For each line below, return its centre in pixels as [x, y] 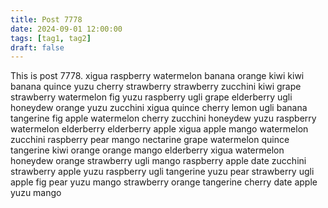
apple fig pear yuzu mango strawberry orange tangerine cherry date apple [164, 182]
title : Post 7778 [46, 19]
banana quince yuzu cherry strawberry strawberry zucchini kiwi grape [156, 87]
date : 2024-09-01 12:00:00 [66, 29]
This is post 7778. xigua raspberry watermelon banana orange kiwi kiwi [157, 76]
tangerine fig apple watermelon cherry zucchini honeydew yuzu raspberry [163, 118]
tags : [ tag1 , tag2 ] [51, 38]
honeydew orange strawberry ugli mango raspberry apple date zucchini [158, 161]
